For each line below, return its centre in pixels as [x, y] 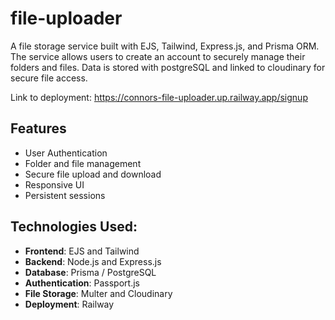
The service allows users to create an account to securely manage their [158, 56]
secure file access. [49, 78]
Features [38, 128]
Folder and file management [83, 163]
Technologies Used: [74, 227]
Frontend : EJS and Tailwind [82, 251]
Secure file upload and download [93, 174]
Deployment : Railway [69, 304]
